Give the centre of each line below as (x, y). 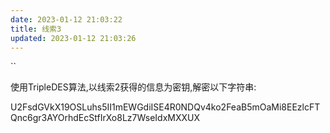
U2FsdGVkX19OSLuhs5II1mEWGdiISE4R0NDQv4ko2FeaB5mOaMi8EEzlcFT (165, 107)
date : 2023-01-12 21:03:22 (66, 19)
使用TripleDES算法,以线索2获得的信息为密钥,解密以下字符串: (133, 87)
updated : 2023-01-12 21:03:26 (73, 38)
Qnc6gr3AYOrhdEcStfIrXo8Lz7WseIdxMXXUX (105, 118)
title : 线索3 (36, 29)
